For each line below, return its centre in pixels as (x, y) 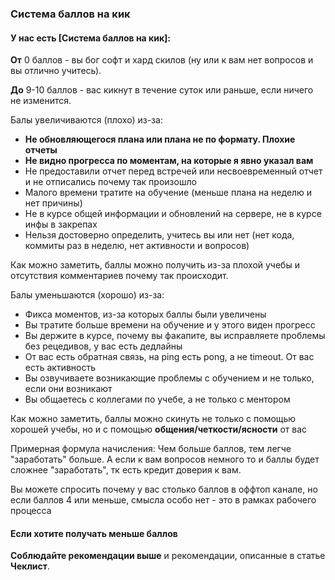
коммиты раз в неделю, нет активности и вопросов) (137, 246)
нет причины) (53, 203)
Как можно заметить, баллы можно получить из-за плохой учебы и (155, 265)
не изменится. (41, 101)
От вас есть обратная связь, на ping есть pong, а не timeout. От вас (169, 357)
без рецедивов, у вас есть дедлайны (103, 346)
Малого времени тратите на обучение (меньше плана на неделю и (168, 193)
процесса (31, 511)
